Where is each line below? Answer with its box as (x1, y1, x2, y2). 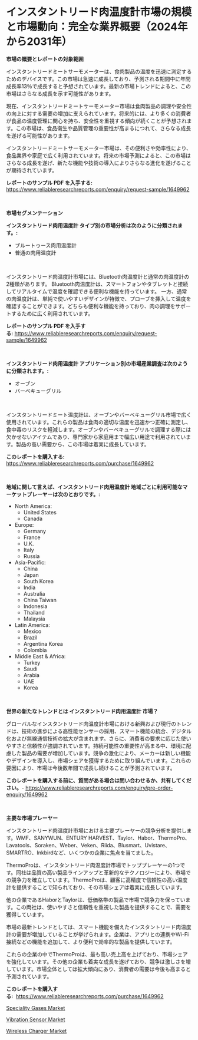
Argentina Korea (23, 640, 63, 647)
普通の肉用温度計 (14, 249, 57, 256)
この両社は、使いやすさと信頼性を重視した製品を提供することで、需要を (15, 903, 192, 910)
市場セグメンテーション (6, 209, 63, 216)
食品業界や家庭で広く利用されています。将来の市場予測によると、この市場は (6, 151, 192, 159)
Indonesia (23, 602, 48, 610)
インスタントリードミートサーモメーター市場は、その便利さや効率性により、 (6, 144, 192, 151)
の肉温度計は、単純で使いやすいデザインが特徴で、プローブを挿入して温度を (6, 295, 192, 302)
